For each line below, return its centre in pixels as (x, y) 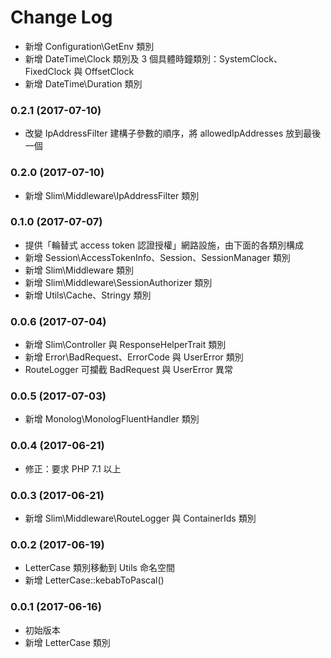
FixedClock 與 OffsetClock (79, 71)
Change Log (61, 17)
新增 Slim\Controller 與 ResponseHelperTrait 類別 (125, 345)
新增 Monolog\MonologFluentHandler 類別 (112, 419)
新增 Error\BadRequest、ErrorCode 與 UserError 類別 (134, 357)
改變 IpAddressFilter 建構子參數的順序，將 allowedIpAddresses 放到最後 (173, 133)
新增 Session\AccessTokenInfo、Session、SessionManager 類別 (157, 257)
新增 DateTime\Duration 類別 (83, 83)
